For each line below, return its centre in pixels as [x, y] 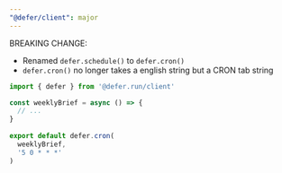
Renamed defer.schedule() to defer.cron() [104, 60]
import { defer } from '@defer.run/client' [92, 86]
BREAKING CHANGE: [49, 43]
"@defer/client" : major [54, 17]
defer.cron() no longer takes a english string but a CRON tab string [148, 70]
